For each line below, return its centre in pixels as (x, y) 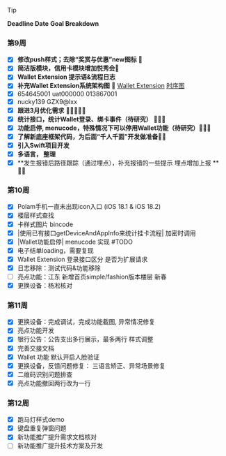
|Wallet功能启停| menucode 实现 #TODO (75, 242)
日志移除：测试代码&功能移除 (59, 267)
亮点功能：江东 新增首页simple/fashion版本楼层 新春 (92, 277)
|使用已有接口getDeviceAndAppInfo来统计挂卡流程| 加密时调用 (106, 233)
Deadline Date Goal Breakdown (53, 23)
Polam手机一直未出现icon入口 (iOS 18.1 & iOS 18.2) (89, 207)
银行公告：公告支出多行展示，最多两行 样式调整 (85, 339)
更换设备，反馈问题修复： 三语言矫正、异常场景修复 (91, 365)
